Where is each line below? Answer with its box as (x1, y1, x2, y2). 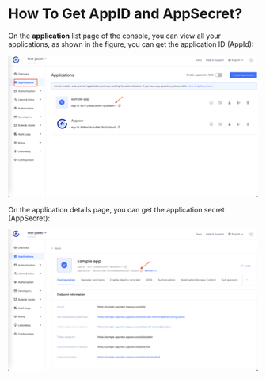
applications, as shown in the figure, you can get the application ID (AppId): (8, 39, 254, 48)
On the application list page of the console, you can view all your (8, 31, 222, 40)
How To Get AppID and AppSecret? (8, 5, 243, 23)
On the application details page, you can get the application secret (8, 205, 226, 214)
